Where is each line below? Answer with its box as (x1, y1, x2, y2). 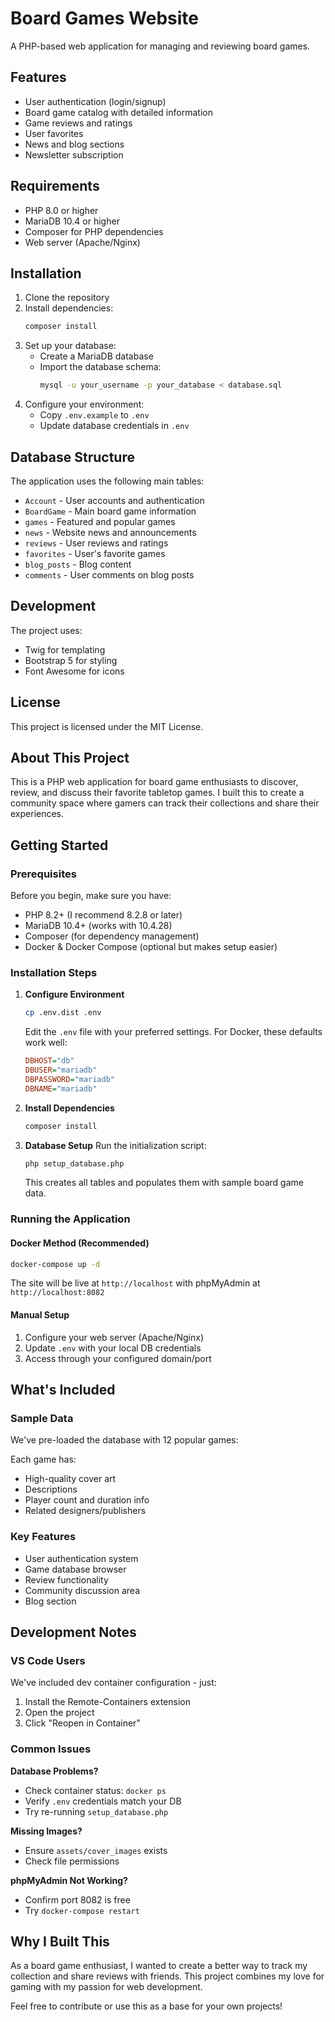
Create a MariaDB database (39, 350, 154, 362)
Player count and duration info (24, 1494, 150, 1506)
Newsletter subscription (24, 148, 124, 161)
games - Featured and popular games (24, 515, 176, 527)
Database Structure (10, 448, 135, 466)
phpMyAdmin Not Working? (10, 1874, 128, 1886)
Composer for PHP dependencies (24, 225, 164, 237)
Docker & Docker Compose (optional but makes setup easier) (24, 941, 278, 953)
